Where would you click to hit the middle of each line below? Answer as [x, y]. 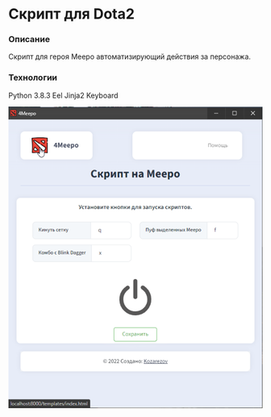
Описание [29, 40]
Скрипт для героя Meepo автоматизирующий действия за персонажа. [130, 56]
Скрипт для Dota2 [72, 14]
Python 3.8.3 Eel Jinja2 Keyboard [63, 95]
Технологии [33, 77]
